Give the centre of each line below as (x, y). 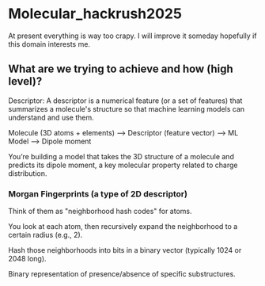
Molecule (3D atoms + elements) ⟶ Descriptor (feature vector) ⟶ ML (123, 132)
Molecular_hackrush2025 (95, 14)
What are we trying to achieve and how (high (121, 69)
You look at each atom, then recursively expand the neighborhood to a (123, 227)
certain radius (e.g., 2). (45, 235)
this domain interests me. (49, 44)
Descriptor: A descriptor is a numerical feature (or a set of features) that (125, 101)
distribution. (28, 173)
